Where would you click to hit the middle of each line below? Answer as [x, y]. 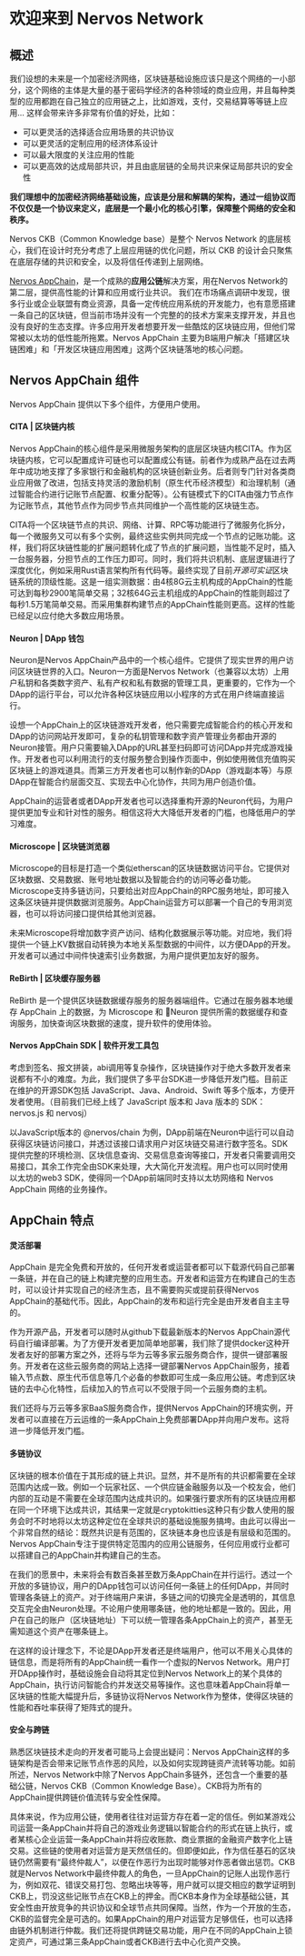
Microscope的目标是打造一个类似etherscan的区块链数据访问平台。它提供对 [150, 868]
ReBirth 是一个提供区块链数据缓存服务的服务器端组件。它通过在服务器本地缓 [151, 1000]
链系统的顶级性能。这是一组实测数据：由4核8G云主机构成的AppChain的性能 [151, 582]
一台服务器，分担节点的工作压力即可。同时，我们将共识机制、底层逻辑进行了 [152, 559]
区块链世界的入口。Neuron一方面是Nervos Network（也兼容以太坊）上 [149, 672]
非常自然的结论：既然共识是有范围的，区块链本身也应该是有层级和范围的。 [156, 1532]
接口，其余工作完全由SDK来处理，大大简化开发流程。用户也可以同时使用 [152, 1166]
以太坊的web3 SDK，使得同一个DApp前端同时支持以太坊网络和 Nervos [142, 1178]
